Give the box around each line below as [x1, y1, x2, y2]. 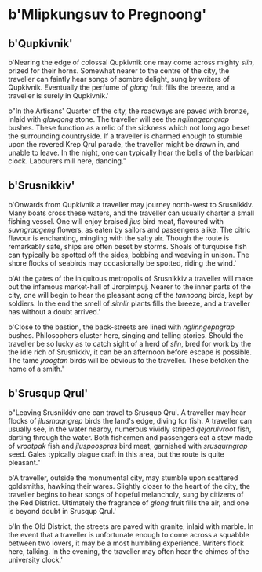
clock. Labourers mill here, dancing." [8, 156, 127, 166]
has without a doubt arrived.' [8, 306, 101, 316]
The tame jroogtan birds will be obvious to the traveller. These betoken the [8, 355, 249, 365]
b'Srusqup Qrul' [8, 387, 89, 400]
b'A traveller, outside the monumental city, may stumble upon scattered [8, 473, 238, 482]
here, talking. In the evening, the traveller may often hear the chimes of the [8, 546, 249, 555]
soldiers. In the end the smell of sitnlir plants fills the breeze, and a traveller [8, 299, 251, 308]
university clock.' [8, 555, 63, 564]
